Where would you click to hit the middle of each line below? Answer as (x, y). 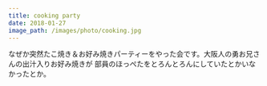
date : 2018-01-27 (37, 23)
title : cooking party (44, 16)
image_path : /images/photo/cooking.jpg (75, 30)
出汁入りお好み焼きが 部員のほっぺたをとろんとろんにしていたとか (132, 64)
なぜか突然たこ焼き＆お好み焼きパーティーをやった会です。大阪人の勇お (127, 54)
